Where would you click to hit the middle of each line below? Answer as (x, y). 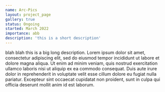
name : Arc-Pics (21, 10)
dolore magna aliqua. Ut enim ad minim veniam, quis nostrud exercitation (81, 63)
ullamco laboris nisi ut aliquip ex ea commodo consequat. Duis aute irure (81, 68)
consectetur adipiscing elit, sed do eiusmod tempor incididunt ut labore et (82, 58)
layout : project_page (28, 15)
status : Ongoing (22, 24)
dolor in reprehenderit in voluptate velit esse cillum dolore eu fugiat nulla (81, 74)
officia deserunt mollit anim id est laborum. (50, 84)
